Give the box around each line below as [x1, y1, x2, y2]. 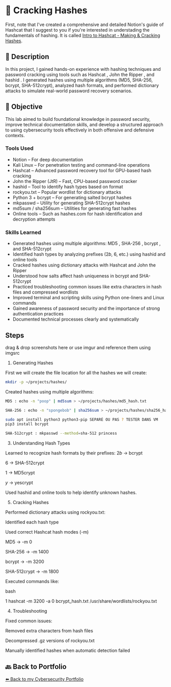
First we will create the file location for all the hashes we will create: [5, 369, 147, 376]
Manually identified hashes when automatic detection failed [5, 647, 130, 654]
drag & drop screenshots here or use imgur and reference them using [5, 344, 151, 351]
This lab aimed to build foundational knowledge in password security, [5, 116, 151, 122]
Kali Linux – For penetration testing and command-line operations [12, 162, 150, 168]
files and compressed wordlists [12, 289, 78, 295]
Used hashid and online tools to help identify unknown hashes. [5, 489, 137, 496]
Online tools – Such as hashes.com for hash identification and [12, 210, 142, 217]
